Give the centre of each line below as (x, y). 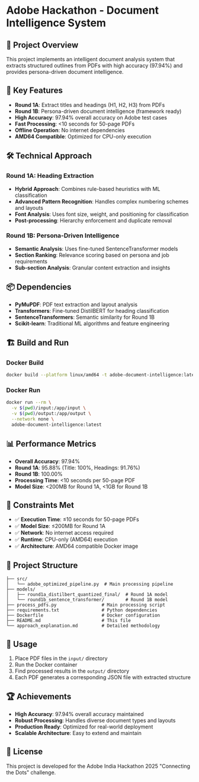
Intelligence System (56, 23)
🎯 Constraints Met (40, 505)
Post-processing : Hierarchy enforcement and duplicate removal (93, 220)
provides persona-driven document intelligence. (65, 72)
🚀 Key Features (35, 91)
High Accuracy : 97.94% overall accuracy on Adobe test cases (91, 117)
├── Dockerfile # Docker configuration (83, 615)
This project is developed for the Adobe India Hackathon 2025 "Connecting (98, 766)
